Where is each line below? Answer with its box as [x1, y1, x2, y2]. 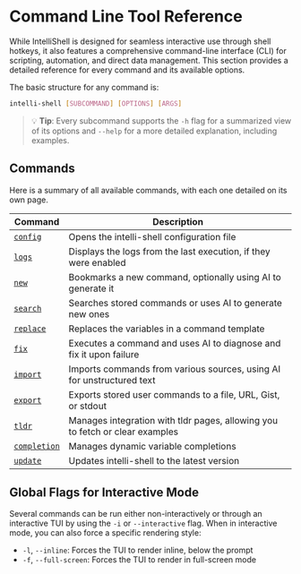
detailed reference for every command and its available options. [9, 64, 245, 75]
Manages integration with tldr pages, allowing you [68, 414, 279, 426]
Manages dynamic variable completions [68, 440, 236, 452]
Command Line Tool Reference [9, 6, 244, 27]
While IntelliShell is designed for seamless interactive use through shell [9, 36, 271, 47]
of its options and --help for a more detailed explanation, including [30, 125, 278, 136]
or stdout [68, 399, 107, 412]
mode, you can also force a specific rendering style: [9, 527, 202, 538]
